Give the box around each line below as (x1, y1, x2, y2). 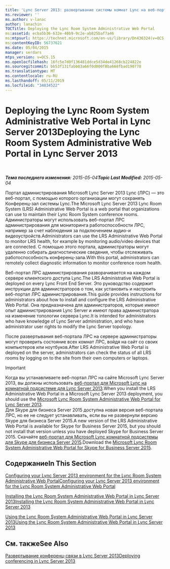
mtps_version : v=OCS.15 (5, 54, 56, 60)
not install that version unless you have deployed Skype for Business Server (5, 428, 163, 434)
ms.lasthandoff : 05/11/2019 (5, 78, 65, 83)
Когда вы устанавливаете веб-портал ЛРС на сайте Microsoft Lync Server (5, 374, 164, 380)
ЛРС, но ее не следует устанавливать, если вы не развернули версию (5, 412, 158, 418)
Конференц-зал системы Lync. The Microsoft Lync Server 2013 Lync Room (5, 200, 162, 206)
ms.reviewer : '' (5, 12, 39, 17)
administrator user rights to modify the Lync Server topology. (5, 323, 133, 330)
